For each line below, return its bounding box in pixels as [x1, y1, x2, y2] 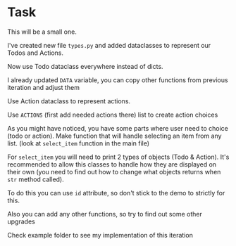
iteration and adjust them [7, 83, 80, 91]
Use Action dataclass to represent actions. [7, 96, 131, 105]
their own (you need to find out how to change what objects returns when [7, 167, 221, 176]
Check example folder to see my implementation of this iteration [7, 231, 194, 239]
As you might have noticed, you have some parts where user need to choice [7, 124, 229, 132]
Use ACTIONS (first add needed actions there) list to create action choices [7, 110, 218, 119]
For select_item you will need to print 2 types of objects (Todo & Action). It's [7, 153, 230, 161]
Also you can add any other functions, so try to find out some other [7, 209, 202, 218]
